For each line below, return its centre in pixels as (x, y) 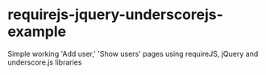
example (37, 32)
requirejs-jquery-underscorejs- (115, 15)
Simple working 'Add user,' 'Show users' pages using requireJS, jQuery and (133, 53)
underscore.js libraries (45, 62)
